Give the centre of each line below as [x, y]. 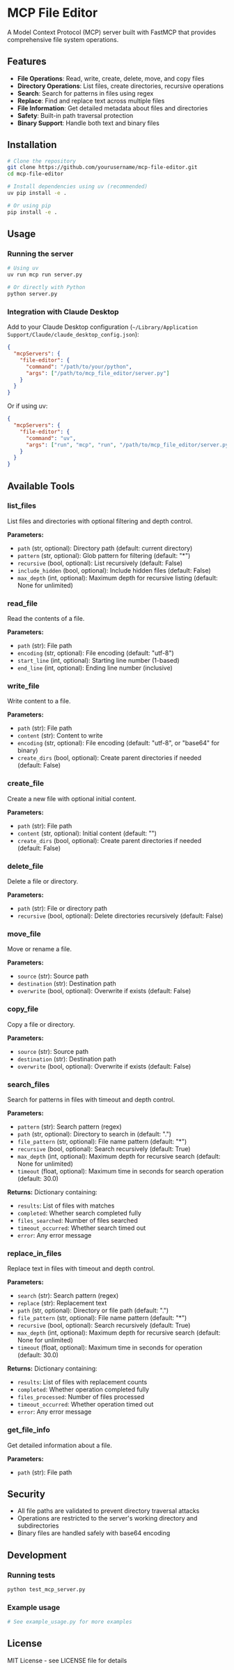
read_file [23, 603]
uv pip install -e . [37, 193]
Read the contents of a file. [46, 619]
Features [27, 62]
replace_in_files [34, 1253]
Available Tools [41, 486]
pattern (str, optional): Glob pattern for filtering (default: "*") [104, 555]
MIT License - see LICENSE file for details [67, 1660]
